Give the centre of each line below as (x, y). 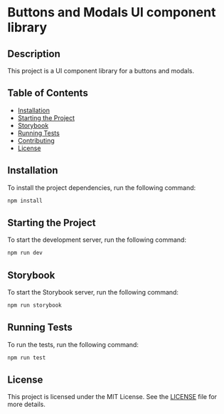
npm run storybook (34, 305)
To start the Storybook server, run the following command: (93, 292)
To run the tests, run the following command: (73, 344)
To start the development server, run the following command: (97, 240)
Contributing (36, 140)
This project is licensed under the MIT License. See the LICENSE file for (112, 397)
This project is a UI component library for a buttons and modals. (101, 71)
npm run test (27, 357)
